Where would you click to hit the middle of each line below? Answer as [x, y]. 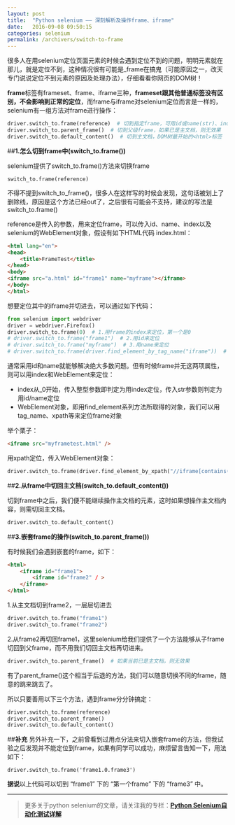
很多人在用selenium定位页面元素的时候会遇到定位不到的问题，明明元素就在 [115, 61]
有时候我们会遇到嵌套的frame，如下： [62, 551]
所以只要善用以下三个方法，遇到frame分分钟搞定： [80, 699]
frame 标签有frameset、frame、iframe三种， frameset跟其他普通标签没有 [112, 93]
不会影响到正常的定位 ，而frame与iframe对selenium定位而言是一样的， [121, 101]
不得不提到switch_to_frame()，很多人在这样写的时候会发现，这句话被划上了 [116, 192]
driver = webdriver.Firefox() [51, 325]
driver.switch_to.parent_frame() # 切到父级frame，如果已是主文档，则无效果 [114, 130]
